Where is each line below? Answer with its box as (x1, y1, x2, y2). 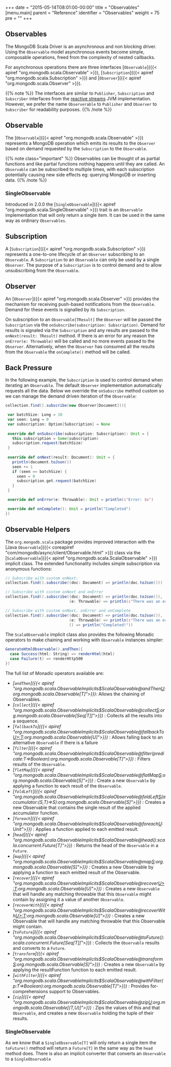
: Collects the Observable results (92, 939, 160, 946)
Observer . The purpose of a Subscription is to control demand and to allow (5, 262, 162, 268)
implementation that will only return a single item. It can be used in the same (5, 212, 165, 218)
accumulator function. (12, 809, 60, 816)
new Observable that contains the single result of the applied (12, 804, 141, 810)
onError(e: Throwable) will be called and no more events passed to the (5, 338, 155, 344)
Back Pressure (5, 363, 52, 372)
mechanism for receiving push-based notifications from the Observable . (5, 301, 156, 307)
